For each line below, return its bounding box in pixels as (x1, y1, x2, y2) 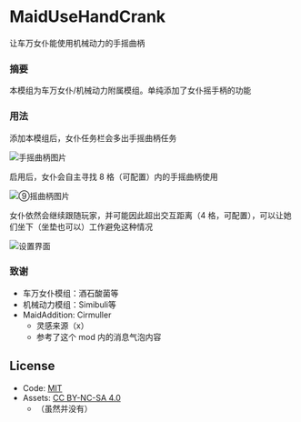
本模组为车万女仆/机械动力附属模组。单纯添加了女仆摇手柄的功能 (9, 85, 252, 96)
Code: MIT (22, 382, 63, 393)
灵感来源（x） (35, 320, 89, 331)
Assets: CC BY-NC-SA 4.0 (22, 392, 121, 403)
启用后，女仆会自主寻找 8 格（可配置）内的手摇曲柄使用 (9, 171, 218, 182)
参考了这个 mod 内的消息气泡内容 (35, 331, 162, 342)
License (9, 358, 55, 374)
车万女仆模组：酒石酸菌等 (22, 287, 119, 298)
